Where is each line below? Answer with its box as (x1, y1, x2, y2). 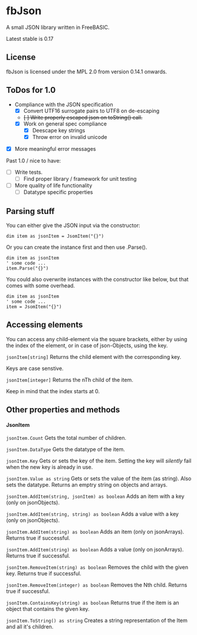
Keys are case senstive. (6, 365, 64, 372)
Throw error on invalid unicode (32, 133, 107, 140)
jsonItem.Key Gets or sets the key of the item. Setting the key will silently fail (6, 457, 192, 465)
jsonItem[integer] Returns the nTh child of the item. (6, 376, 134, 383)
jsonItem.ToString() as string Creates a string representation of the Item (6, 617, 188, 624)
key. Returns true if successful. (6, 570, 81, 577)
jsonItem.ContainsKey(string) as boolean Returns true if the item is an (6, 599, 179, 607)
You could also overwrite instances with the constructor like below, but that (6, 276, 189, 283)
